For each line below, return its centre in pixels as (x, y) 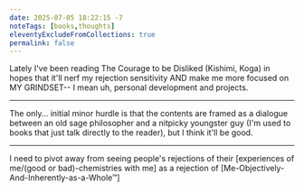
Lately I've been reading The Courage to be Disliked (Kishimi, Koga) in (140, 69)
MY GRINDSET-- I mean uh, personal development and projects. (129, 87)
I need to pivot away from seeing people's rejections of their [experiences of (152, 159)
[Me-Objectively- (252, 169)
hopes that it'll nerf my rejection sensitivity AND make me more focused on (149, 78)
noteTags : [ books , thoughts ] (62, 26)
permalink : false (42, 43)
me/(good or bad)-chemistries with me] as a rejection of (114, 169)
